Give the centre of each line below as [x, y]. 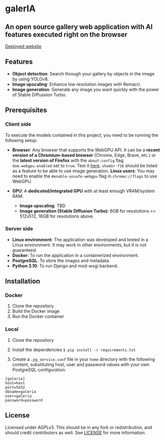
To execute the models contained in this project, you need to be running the [82, 135]
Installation [23, 281]
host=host [15, 383]
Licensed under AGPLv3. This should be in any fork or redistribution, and [79, 427]
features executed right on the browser [66, 34]
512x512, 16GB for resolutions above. [57, 216]
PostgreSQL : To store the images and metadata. [61, 260]
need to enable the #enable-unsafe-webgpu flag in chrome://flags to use [84, 176]
